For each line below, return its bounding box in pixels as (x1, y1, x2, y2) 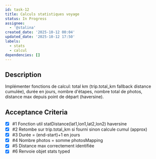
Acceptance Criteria (5, 108, 68, 116)
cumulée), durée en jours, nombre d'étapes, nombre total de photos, (5, 89, 143, 95)
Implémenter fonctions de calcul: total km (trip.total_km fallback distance (5, 83, 151, 89)
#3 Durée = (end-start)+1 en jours (12, 132, 80, 138)
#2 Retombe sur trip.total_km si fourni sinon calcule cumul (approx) (12, 126, 148, 132)
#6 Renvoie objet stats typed (12, 148, 70, 154)
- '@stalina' (9, 25, 36, 30)
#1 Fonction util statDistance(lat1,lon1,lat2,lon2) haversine (12, 121, 127, 127)
